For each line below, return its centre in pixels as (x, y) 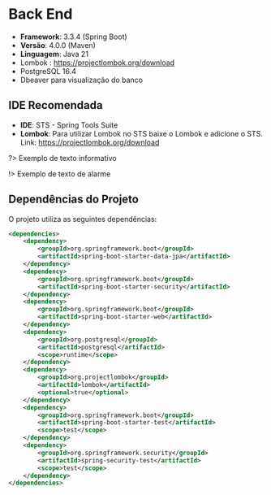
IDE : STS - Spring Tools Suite (69, 125)
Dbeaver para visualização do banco (82, 80)
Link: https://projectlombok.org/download (90, 142)
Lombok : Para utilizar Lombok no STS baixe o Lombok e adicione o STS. (142, 133)
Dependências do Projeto (74, 200)
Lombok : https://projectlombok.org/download (97, 63)
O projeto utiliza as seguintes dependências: (83, 219)
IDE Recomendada (56, 105)
